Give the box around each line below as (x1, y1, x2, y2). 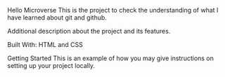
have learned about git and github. (7, 13, 108, 22)
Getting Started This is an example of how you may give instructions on (7, 54, 214, 62)
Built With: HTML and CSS (7, 41, 83, 48)
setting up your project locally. (7, 62, 96, 69)
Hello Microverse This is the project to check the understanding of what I (7, 6, 219, 14)
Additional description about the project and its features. (7, 27, 171, 35)
